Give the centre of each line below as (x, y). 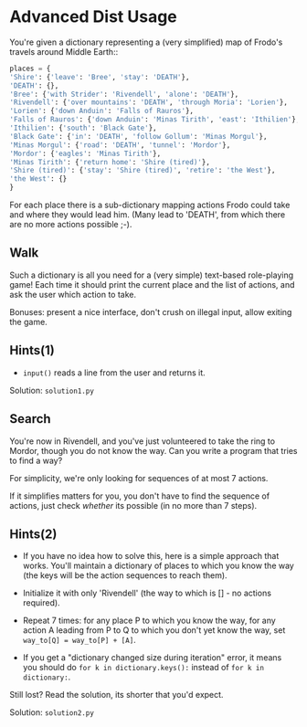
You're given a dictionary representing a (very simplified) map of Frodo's (146, 42)
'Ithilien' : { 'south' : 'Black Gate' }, (83, 128)
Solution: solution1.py (52, 390)
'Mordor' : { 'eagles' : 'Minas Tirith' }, (85, 153)
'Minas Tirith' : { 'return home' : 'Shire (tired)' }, (110, 162)
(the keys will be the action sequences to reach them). (125, 575)
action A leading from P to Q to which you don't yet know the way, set (154, 630)
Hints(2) (33, 534)
